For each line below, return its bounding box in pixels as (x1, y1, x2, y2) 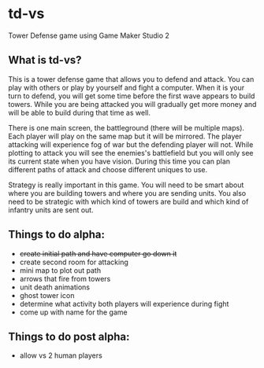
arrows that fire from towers (19, 274, 111, 283)
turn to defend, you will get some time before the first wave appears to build (8, 91, 255, 101)
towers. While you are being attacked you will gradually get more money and (8, 99, 257, 109)
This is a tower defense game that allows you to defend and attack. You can (8, 74, 255, 83)
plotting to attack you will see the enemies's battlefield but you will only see (8, 148, 254, 157)
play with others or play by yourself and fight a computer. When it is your (8, 83, 245, 92)
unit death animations (19, 282, 91, 292)
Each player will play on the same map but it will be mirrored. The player (8, 131, 242, 141)
